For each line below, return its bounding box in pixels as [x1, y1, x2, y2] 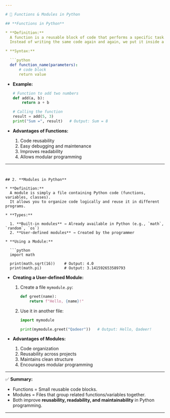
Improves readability [20, 148, 63, 154]
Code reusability [20, 137, 55, 144]
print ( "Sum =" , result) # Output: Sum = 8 [12, 119, 108, 124]
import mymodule [20, 317, 55, 322]
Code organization [20, 346, 59, 352]
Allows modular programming [20, 154, 82, 160]
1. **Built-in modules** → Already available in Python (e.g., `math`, [10, 221, 164, 226]
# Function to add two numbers [12, 90, 79, 96]
